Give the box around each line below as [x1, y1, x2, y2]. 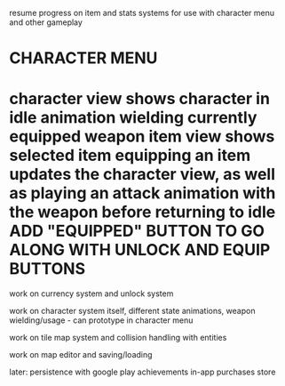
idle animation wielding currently [9, 108, 257, 128]
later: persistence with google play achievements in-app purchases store [9, 366, 276, 377]
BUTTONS [9, 259, 86, 279]
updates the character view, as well [9, 165, 276, 185]
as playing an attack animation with [9, 183, 276, 204]
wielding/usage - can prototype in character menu [9, 315, 194, 326]
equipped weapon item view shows [9, 126, 275, 147]
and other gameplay [9, 17, 83, 28]
